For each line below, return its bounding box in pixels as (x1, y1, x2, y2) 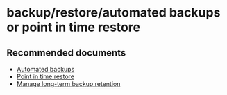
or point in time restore (6, 19, 140, 35)
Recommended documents (6, 47, 126, 59)
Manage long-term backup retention (16, 80, 121, 87)
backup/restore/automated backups (6, 5, 221, 21)
